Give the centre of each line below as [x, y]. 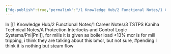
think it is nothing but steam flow [39, 45]
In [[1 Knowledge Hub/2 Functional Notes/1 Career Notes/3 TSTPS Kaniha [82, 24]
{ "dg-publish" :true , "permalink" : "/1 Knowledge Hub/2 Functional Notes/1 [84, 10]
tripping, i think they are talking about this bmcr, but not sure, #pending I [81, 40]
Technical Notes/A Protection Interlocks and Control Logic [66, 30]
